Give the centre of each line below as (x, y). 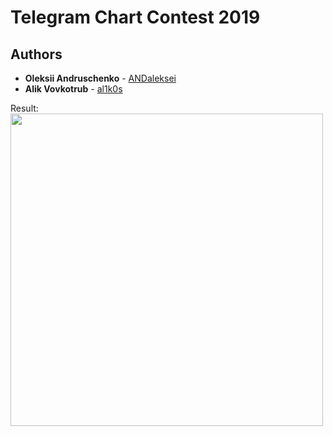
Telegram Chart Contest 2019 (135, 17)
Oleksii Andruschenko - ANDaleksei (100, 78)
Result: (24, 108)
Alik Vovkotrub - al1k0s (73, 89)
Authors (36, 54)
